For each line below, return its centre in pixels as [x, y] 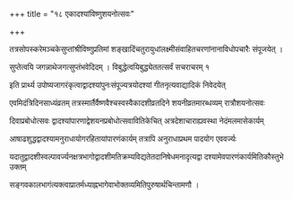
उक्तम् [18, 167]
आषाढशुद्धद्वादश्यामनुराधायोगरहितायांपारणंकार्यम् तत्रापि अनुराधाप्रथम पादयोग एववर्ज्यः [123, 138]
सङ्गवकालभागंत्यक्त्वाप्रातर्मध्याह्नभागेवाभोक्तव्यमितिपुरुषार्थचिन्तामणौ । [104, 185]
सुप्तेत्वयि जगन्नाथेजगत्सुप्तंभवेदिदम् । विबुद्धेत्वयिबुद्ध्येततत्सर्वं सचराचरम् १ [110, 67]
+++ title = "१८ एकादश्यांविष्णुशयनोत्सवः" [72, 14]
